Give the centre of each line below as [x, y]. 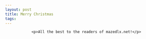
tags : [11, 19]
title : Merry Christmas [29, 14]
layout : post [18, 10]
